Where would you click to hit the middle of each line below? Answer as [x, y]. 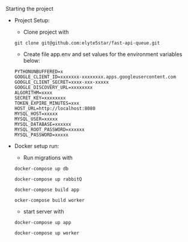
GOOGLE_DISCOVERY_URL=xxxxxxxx [53, 87]
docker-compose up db [41, 169]
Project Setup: [32, 20]
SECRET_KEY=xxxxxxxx [40, 98]
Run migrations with [48, 158]
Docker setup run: [37, 146]
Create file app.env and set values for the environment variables [103, 54]
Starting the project [29, 9]
